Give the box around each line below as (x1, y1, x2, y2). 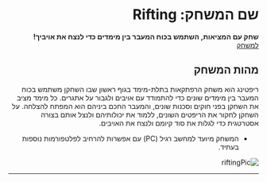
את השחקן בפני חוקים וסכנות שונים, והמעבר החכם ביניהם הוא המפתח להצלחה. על (11, 101, 259, 110)
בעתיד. (218, 141, 239, 152)
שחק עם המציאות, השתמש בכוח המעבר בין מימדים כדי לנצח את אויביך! (33, 32, 259, 41)
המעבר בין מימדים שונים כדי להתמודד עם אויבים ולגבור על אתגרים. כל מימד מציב (17, 93, 259, 103)
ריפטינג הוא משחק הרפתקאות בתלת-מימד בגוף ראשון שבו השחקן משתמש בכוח (21, 84, 259, 94)
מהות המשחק (193, 64, 259, 77)
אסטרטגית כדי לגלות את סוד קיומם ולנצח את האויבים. (99, 118, 259, 128)
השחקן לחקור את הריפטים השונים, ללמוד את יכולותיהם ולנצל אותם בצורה (41, 110, 259, 119)
